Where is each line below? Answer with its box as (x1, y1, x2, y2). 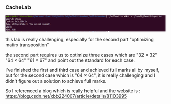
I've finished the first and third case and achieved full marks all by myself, (5, 67, 159, 73)
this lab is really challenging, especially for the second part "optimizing (5, 36, 154, 42)
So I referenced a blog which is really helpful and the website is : (5, 88, 141, 94)
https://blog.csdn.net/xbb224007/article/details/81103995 (5, 93, 127, 99)
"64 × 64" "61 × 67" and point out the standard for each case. (5, 57, 135, 63)
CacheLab (5, 4, 32, 11)
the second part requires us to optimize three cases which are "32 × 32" (5, 51, 157, 58)
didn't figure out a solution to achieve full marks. (5, 77, 107, 84)
